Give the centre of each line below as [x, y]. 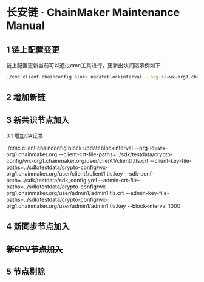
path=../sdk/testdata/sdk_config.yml [52, 181]
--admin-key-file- [148, 193]
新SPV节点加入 [35, 249]
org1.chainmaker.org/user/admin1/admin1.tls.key [66, 206]
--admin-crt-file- [119, 181]
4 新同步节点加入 [38, 226]
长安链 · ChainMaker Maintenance [93, 12]
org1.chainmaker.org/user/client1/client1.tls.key [65, 174]
